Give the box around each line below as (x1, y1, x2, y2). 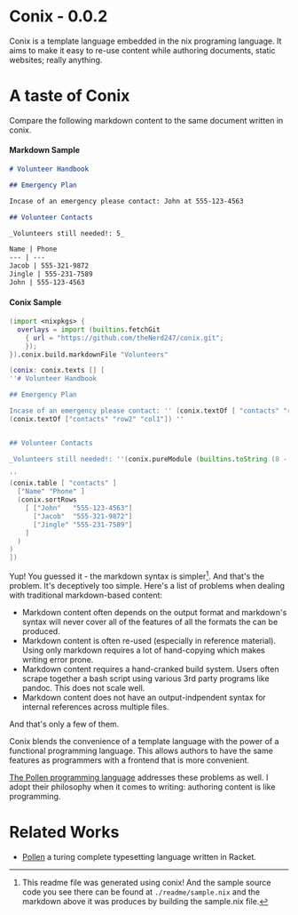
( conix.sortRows (17, 495, 77, 504)
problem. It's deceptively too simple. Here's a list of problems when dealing (9, 580, 286, 590)
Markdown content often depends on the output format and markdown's (21, 606, 287, 617)
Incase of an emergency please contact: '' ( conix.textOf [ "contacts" (9, 406, 279, 415)
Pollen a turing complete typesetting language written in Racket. (21, 851, 257, 862)
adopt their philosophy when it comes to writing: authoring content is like (9, 781, 276, 792)
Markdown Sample (9, 145, 81, 156)
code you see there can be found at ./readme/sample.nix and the (21, 887, 260, 897)
